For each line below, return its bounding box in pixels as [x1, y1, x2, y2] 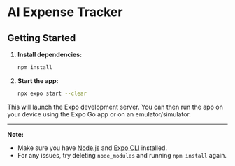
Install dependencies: [17, 50, 83, 59]
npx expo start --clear [17, 90, 87, 97]
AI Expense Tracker [7, 4, 123, 20]
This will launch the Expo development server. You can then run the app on [7, 103, 224, 111]
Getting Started [7, 32, 76, 44]
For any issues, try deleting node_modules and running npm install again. [17, 151, 227, 159]
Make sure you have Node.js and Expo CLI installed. [17, 144, 168, 152]
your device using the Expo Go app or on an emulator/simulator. [7, 110, 191, 119]
